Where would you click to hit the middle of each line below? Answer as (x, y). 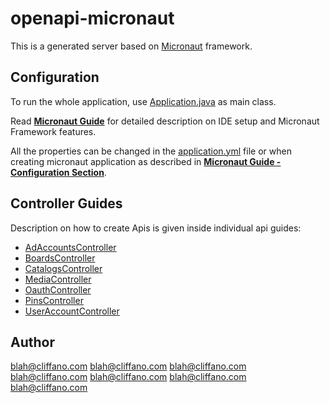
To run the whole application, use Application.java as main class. (143, 101)
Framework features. (53, 131)
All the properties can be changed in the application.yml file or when (151, 151)
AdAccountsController (70, 247)
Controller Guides (66, 203)
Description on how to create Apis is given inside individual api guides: (156, 228)
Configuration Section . (58, 172)
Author (32, 342)
